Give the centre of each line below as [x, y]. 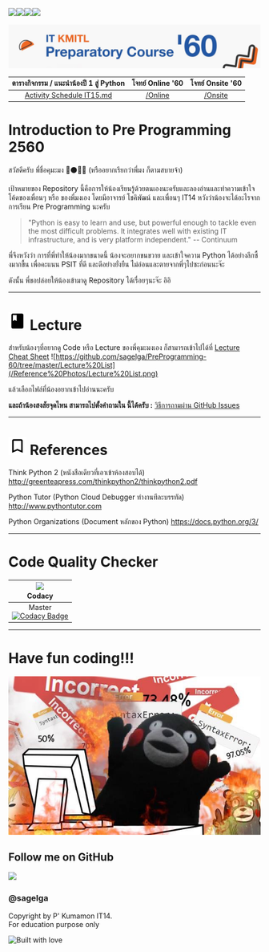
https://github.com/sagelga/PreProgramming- [131, 356]
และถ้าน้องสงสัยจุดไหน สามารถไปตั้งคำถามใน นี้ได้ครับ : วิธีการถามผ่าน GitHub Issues [124, 405]
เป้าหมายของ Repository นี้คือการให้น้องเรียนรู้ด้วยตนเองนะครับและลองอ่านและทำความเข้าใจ [132, 188]
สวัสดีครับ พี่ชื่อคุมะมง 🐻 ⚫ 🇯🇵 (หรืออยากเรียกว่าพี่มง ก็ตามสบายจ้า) [96, 169]
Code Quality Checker [83, 561]
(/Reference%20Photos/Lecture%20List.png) [83, 373]
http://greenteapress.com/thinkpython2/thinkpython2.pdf [103, 481]
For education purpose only [54, 924]
